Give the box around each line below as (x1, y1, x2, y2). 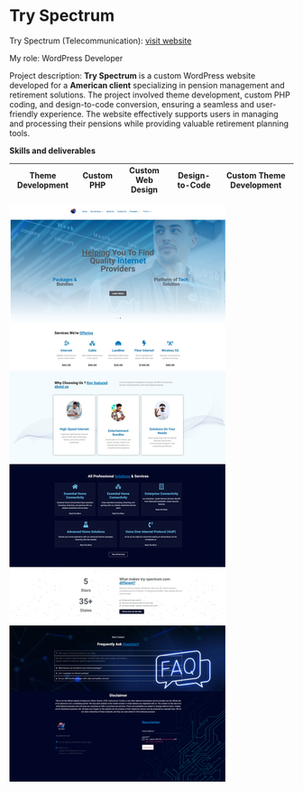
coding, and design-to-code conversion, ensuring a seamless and (9, 98, 255, 109)
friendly (9, 108, 39, 119)
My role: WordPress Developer (9, 52, 124, 63)
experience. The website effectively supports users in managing (40, 108, 279, 119)
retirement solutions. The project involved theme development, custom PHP (9, 89, 290, 100)
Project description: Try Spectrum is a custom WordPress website (9, 69, 256, 81)
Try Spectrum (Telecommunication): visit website (9, 35, 192, 46)
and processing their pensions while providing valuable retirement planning (9, 118, 289, 129)
